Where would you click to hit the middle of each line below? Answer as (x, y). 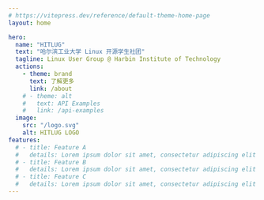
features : (25, 140)
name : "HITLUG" (40, 44)
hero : (17, 37)
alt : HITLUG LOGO (51, 133)
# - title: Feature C (51, 177)
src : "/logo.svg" (51, 126)
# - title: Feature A (51, 147)
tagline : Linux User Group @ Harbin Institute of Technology (118, 59)
